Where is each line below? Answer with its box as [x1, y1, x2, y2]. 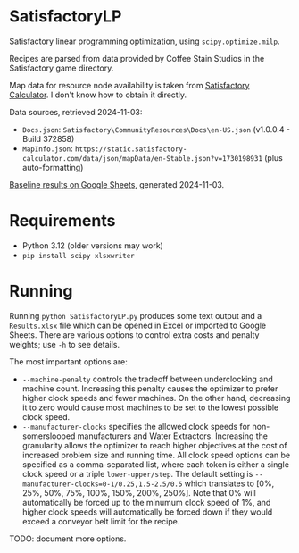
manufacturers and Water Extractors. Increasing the [77, 431, 268, 441]
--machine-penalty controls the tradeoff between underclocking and [21, 373, 274, 384]
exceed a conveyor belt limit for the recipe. [21, 515, 180, 526]
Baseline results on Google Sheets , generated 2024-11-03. [9, 179, 225, 189]
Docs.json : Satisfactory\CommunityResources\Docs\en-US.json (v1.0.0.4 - [21, 123, 291, 135]
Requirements [9, 211, 116, 231]
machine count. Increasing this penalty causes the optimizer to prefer [21, 382, 278, 394]
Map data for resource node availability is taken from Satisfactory [9, 80, 250, 90]
